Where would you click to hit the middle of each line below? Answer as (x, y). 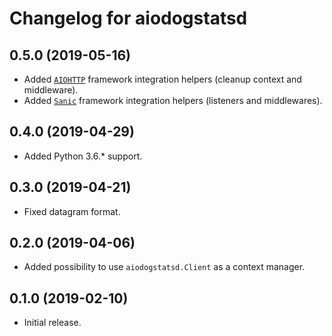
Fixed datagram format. (72, 211)
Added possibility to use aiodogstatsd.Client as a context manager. (164, 267)
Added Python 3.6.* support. (83, 156)
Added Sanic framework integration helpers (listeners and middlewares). (173, 100)
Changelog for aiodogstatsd (128, 18)
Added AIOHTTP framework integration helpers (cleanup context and (162, 79)
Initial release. (52, 323)
